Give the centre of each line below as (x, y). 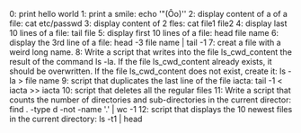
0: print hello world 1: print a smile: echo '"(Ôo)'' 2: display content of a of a (148, 14)
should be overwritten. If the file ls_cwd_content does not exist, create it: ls (147, 71)
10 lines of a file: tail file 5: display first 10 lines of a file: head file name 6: (144, 33)
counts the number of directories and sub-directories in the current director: (150, 100)
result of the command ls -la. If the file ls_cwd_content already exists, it (141, 62)
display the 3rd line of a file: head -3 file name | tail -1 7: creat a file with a (145, 42)
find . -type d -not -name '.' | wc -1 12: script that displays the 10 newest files (151, 109)
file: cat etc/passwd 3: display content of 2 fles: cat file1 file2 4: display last (148, 23)
